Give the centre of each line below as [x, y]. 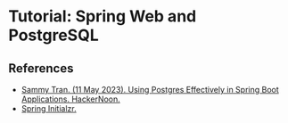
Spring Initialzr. [49, 108]
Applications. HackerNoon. [71, 99]
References [41, 68]
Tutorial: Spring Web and [103, 16]
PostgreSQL [53, 35]
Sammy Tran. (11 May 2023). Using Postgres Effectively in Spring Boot [150, 90]
